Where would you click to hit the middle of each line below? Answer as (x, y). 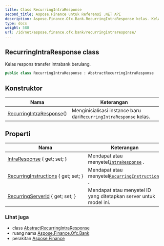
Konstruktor (24, 88)
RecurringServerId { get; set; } (42, 197)
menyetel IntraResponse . (116, 162)
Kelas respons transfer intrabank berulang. (48, 64)
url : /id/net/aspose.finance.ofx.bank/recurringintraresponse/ (71, 32)
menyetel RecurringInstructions (125, 176)
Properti (18, 134)
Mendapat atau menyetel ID (119, 190)
